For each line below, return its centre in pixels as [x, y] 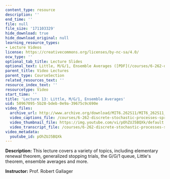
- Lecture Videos [24, 47]
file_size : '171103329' [30, 29]
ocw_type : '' [19, 57]
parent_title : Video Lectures [37, 71]
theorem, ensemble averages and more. [47, 161]
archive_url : [24, 113]
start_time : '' [21, 94]
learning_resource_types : [32, 43]
